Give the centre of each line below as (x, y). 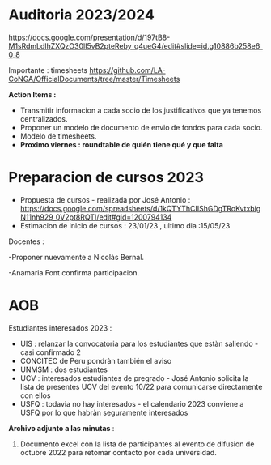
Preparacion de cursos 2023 (106, 178)
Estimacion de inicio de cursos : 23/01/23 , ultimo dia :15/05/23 (125, 225)
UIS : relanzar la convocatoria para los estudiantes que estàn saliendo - (139, 343)
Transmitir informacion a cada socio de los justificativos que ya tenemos (141, 110)
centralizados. (44, 118)
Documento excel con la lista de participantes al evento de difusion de (137, 444)
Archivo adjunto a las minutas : (61, 428)
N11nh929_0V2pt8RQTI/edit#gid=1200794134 (96, 217)
